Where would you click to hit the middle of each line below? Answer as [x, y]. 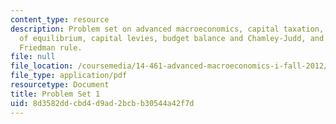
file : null [33, 57]
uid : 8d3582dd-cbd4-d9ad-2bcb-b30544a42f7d [102, 103]
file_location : [42, 66]
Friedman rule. [51, 47]
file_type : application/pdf [69, 76]
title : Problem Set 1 [55, 94]
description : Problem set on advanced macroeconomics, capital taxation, [167, 29]
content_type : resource [60, 19]
